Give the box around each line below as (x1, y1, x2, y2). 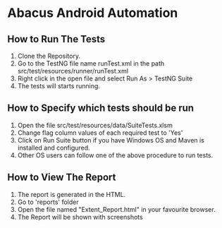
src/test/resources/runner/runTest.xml (17, 67, 129, 75)
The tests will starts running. (17, 82, 101, 90)
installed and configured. (17, 143, 90, 152)
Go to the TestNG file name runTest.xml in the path (17, 59, 165, 68)
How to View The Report (7, 172, 116, 184)
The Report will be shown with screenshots (17, 212, 143, 221)
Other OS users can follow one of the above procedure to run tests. (17, 150, 214, 160)
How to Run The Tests (7, 33, 106, 45)
